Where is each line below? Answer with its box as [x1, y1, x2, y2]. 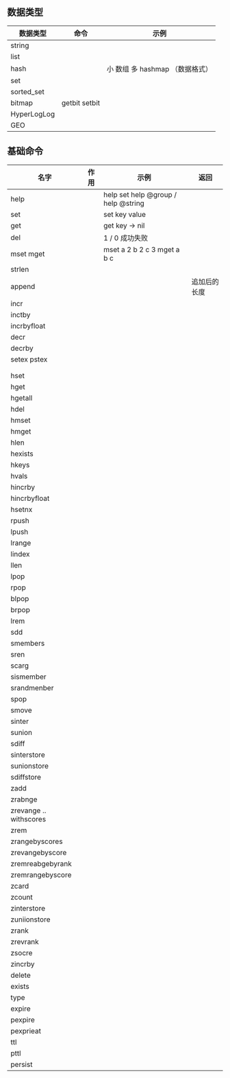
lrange [10, 538, 31, 548]
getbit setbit [61, 98, 101, 108]
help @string [103, 198, 145, 208]
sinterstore [10, 750, 46, 760]
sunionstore [10, 761, 49, 771]
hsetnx [10, 504, 33, 514]
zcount [10, 892, 33, 902]
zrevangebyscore [10, 847, 67, 857]
